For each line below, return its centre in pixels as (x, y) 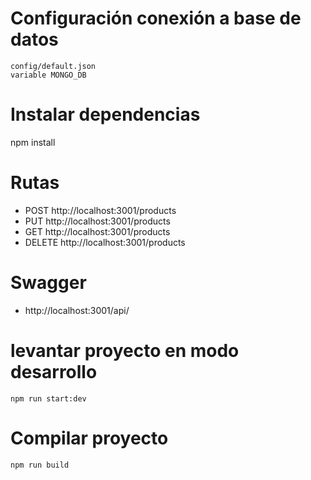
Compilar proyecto (89, 438)
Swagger (48, 283)
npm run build (40, 465)
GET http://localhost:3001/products (97, 231)
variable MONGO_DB (48, 75)
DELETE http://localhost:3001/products (105, 242)
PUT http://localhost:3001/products (97, 221)
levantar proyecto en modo (125, 350)
